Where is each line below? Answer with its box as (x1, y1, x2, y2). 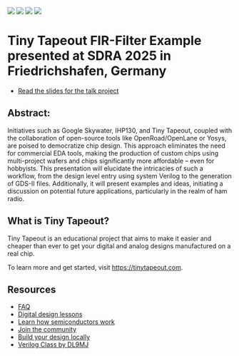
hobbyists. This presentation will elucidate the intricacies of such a (7, 164, 203, 173)
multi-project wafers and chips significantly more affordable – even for (7, 156, 215, 165)
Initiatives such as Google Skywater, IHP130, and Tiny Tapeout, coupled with (7, 126, 233, 135)
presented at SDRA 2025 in (7, 48, 171, 64)
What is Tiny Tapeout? (7, 215, 109, 228)
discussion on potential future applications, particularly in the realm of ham (7, 186, 228, 195)
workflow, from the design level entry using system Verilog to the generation (7, 171, 232, 180)
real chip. (7, 249, 35, 258)
